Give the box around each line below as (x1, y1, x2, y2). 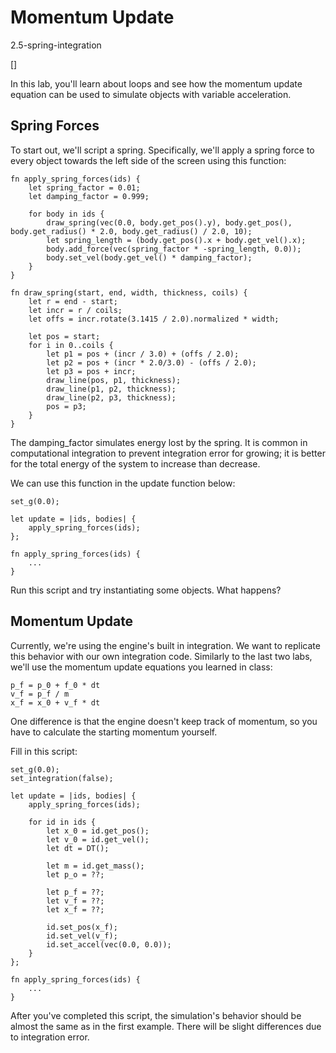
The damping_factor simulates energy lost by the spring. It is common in (10, 436, 308, 448)
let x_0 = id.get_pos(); (46, 826, 150, 836)
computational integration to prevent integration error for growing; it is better (10, 447, 326, 459)
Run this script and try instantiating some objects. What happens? (10, 584, 282, 596)
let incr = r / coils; (28, 305, 123, 315)
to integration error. (10, 1031, 90, 1043)
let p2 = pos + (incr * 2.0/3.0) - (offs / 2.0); (46, 357, 257, 368)
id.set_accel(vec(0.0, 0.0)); (46, 939, 172, 950)
